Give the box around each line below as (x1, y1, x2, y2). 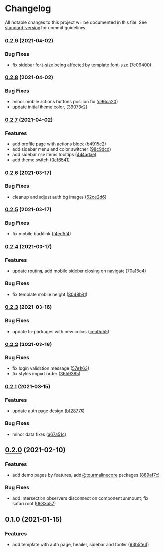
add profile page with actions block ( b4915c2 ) (12, 141, 106, 147)
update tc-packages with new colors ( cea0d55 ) (12, 328, 110, 334)
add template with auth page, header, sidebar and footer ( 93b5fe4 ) (12, 542, 149, 548)
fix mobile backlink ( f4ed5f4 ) (12, 231, 71, 237)
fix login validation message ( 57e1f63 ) (12, 365, 90, 371)
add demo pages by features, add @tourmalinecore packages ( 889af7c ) (12, 472, 160, 478)
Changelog (5, 3, 51, 14)
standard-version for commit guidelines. (5, 24, 87, 30)
